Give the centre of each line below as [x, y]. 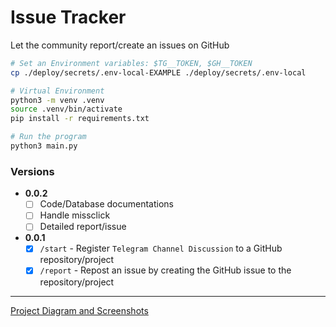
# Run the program [48, 137]
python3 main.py [44, 146]
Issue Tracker [68, 17]
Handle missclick [75, 215]
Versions [32, 171]
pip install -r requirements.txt [80, 119]
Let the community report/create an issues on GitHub [120, 45]
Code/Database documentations [106, 204]
